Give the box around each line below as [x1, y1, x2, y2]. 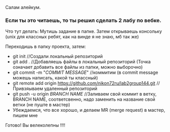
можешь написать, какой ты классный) [12, 75, 98, 81]
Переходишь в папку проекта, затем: [5, 43, 86, 50]
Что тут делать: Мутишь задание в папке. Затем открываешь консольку [5, 28, 162, 34]
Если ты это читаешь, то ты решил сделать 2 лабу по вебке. [5, 17, 161, 24]
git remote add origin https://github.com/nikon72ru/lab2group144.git [12, 80, 156, 86]
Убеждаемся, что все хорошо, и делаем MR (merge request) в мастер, [12, 107, 165, 113]
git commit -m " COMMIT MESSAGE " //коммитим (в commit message [12, 69, 158, 75]
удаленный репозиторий [44, 85, 97, 92]
